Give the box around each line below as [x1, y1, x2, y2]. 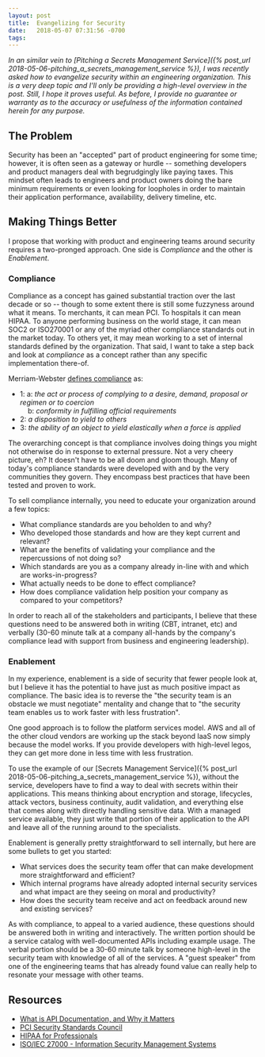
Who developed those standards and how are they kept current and [19, 528, 240, 538]
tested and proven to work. [8, 481, 97, 490]
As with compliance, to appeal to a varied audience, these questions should [8, 920, 255, 929]
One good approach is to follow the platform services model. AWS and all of [8, 723, 256, 732]
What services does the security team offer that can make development [19, 862, 254, 871]
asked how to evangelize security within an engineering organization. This [8, 72, 252, 82]
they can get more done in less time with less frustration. [8, 748, 194, 758]
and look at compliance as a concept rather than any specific [8, 350, 208, 359]
